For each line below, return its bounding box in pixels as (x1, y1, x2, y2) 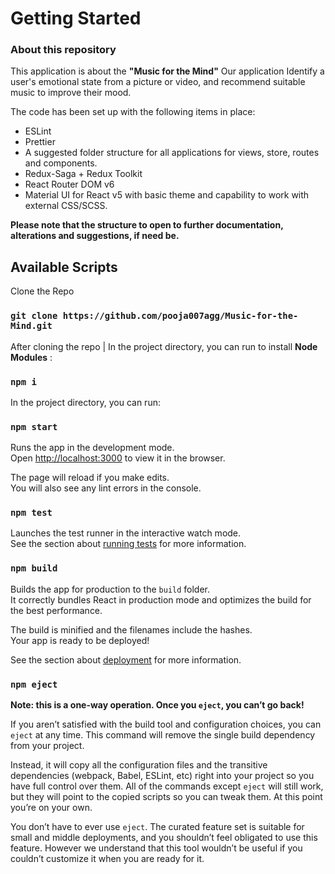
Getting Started (10, 7, 142, 30)
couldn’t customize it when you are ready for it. (10, 853, 205, 865)
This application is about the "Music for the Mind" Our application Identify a (10, 65, 325, 77)
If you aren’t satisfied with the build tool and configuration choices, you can (10, 718, 322, 731)
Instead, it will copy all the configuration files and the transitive (10, 759, 268, 771)
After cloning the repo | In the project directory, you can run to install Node (10, 340, 318, 352)
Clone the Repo (10, 285, 75, 297)
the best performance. (10, 604, 103, 616)
